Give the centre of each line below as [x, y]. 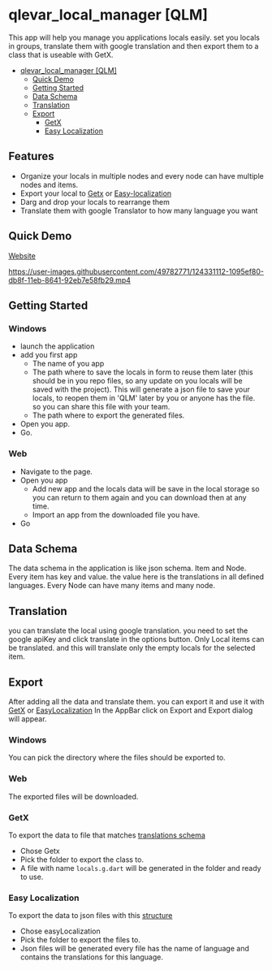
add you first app [49, 355]
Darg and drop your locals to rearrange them [95, 201]
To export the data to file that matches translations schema [107, 835]
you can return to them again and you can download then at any [139, 497]
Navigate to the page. [56, 471]
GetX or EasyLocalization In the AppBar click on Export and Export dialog [131, 710]
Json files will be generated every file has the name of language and [134, 949]
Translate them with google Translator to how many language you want [139, 210]
